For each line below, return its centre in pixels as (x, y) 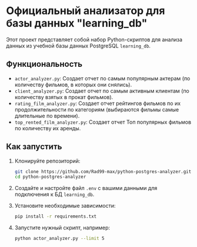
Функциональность (44, 64)
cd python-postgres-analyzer (50, 177)
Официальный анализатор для (86, 11)
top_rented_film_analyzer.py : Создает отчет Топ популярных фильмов (103, 122)
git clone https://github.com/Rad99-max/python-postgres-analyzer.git (103, 171)
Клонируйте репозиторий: (47, 161)
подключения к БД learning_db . (54, 194)
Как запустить (34, 147)
